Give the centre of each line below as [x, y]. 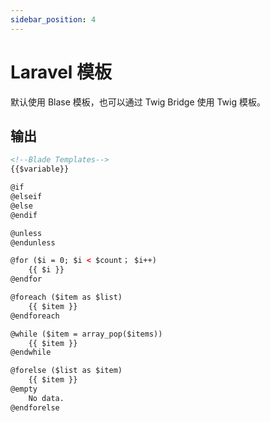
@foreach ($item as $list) [66, 297]
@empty [24, 389]
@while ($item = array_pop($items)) [86, 334]
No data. [46, 398]
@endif [24, 215]
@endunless [33, 242]
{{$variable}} [40, 169]
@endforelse [35, 407]
